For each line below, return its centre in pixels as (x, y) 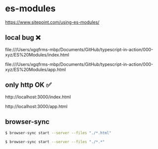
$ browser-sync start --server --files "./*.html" (58, 133)
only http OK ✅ (28, 85)
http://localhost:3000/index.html (38, 97)
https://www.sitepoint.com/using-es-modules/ (52, 22)
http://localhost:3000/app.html (36, 106)
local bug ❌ (23, 38)
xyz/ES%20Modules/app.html (36, 69)
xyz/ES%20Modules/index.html (37, 55)
